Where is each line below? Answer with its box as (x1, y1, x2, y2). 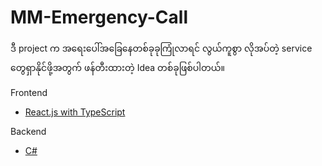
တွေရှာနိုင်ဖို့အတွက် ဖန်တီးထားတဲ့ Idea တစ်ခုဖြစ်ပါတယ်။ (10, 61, 225, 73)
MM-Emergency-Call (10, 6, 188, 29)
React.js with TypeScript (24, 106, 126, 118)
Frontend (10, 86, 48, 98)
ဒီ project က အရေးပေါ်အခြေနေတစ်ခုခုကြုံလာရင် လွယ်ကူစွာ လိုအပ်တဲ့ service (10, 42, 313, 54)
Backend (10, 125, 47, 137)
